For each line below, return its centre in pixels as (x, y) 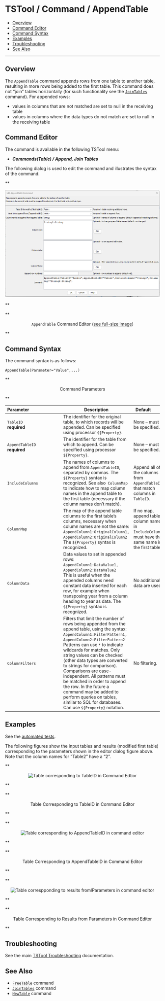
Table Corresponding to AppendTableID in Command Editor (82, 862)
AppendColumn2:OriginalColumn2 (95, 537)
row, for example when (86, 591)
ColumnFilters (22, 663)
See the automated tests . (30, 736)
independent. (77, 676)
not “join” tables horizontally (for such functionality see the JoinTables (76, 91)
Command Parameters (82, 389)
